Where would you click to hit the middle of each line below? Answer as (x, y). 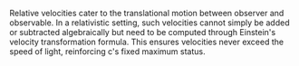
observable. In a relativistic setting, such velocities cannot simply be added (149, 23)
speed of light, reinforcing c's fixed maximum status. (107, 52)
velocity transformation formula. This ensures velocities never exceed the (146, 42)
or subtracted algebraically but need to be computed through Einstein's (143, 32)
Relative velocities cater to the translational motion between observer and (147, 13)
